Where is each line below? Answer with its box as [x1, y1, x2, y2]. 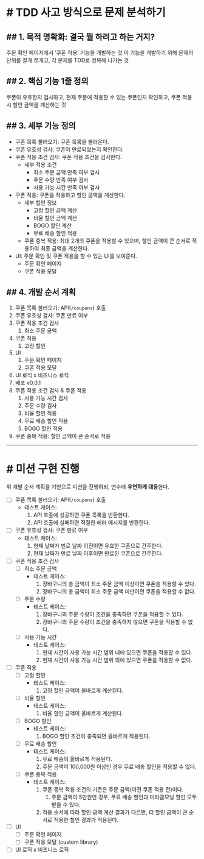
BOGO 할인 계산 [33, 222, 72, 229]
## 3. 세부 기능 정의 [6, 121, 76, 131]
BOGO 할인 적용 [24, 425, 63, 433]
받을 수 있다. [51, 801, 81, 808]
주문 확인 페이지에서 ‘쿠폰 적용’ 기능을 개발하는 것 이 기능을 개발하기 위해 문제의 [6, 49, 194, 56]
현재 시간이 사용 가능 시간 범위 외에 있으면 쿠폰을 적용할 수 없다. [42, 656, 193, 663]
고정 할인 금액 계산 [33, 207, 78, 214]
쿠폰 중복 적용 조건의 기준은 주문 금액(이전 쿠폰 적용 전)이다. [42, 786, 184, 793]
